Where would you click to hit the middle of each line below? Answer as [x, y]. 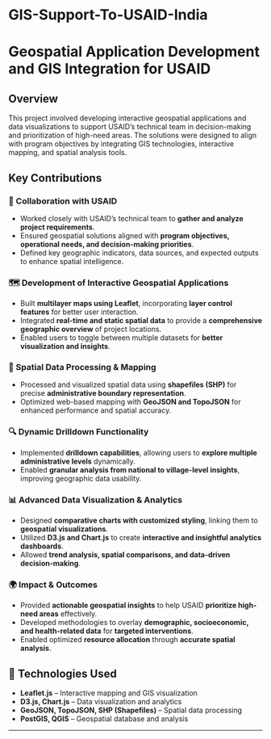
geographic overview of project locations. [91, 330]
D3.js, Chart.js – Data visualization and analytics [101, 702]
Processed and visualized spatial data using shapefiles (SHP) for [128, 384]
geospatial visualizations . [64, 529]
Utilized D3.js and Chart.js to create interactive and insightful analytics [141, 538]
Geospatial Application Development [134, 52]
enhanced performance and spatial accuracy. [96, 410]
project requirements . [57, 227]
